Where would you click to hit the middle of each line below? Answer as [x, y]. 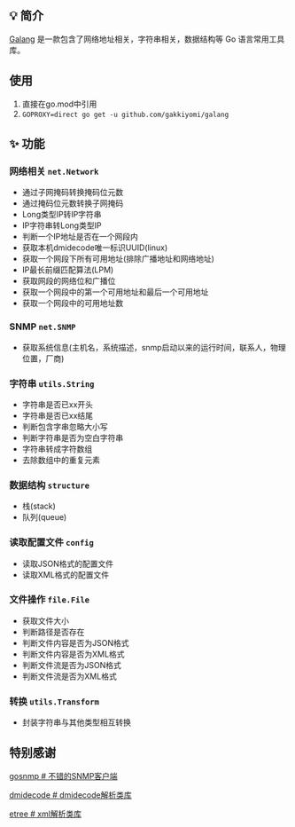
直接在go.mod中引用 [59, 104]
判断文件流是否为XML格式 [69, 676]
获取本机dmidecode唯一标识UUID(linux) [95, 248]
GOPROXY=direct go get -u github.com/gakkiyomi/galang [125, 114]
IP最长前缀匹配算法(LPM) [68, 270]
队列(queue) [44, 517]
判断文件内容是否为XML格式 [73, 654]
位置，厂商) [43, 358]
